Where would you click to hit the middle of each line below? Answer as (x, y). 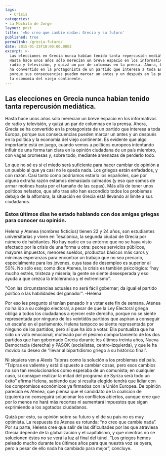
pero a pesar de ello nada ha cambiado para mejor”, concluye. (68, 448)
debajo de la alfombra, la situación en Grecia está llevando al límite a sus (79, 196)
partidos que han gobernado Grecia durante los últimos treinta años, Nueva (82, 340)
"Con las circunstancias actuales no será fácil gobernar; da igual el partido (81, 288)
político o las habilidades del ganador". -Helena (53, 293)
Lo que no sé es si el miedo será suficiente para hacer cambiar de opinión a (82, 165)
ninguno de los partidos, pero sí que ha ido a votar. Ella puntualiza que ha (80, 329)
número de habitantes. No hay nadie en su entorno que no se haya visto (79, 242)
